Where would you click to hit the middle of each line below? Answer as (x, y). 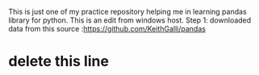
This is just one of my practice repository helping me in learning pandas (128, 12)
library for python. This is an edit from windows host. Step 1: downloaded (130, 20)
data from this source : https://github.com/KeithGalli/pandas (107, 29)
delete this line (58, 62)
